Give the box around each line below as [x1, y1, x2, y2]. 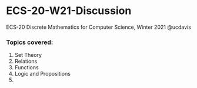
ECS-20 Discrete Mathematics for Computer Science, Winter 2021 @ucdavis [6, 23, 191, 31]
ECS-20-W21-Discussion [6, 4, 132, 18]
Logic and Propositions [14, 70, 71, 77]
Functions [14, 64, 39, 71]
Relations [14, 57, 38, 65]
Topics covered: [6, 38, 54, 46]
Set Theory [14, 52, 42, 59]
